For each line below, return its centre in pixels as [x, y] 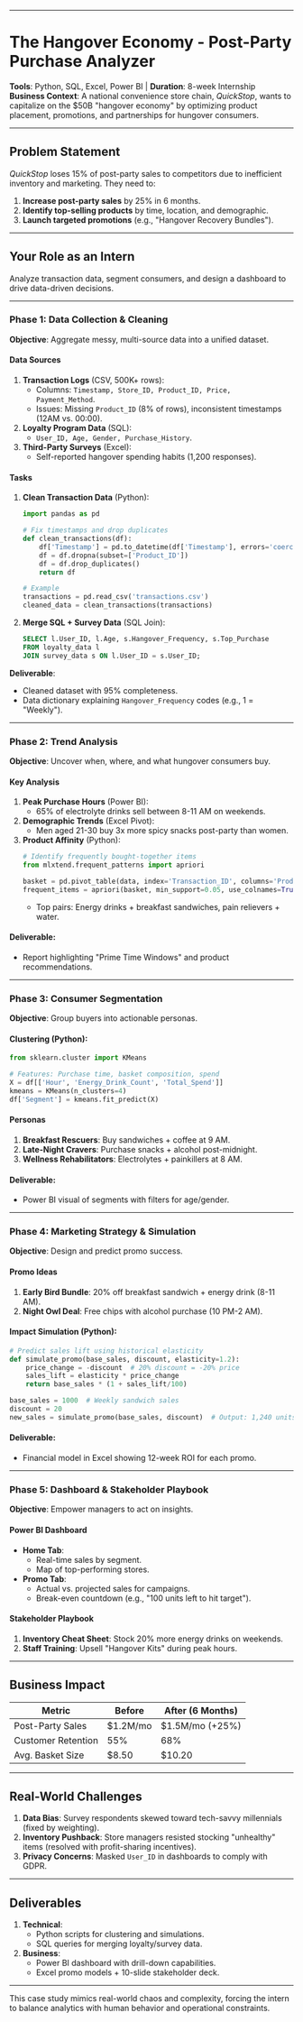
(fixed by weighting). [61, 1828]
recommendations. [57, 967]
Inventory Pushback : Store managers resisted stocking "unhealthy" [149, 1837]
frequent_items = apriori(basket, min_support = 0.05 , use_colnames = [152, 889]
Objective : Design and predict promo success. [96, 1251]
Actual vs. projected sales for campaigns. [113, 1588]
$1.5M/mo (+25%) [201, 1725]
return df [57, 572]
